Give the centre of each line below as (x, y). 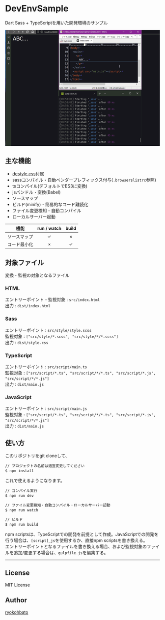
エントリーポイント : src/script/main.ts (46, 367)
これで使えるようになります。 (35, 481)
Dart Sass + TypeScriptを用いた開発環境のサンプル (56, 23)
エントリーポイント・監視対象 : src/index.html (53, 299)
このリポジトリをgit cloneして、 (37, 456)
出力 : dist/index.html (28, 306)
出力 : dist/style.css (27, 342)
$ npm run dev (20, 496)
